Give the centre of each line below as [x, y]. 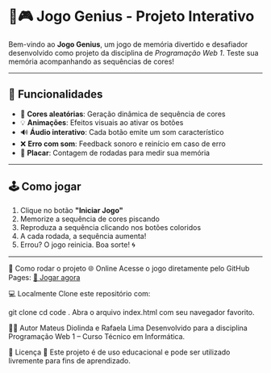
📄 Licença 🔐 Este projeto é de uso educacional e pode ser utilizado [119, 352]
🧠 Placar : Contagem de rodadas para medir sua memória [115, 153]
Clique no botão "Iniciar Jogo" [71, 210]
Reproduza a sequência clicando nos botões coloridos [110, 227]
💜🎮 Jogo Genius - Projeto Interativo [131, 17]
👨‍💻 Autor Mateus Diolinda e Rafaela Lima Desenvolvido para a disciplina [128, 328]
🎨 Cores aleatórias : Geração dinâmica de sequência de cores [123, 114]
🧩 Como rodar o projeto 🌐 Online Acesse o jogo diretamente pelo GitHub [129, 268]
